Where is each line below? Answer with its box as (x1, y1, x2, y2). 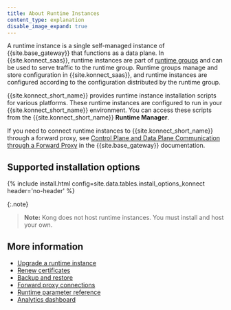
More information (7, 241, 84, 252)
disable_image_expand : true (7, 23, 88, 30)
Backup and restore (16, 274, 74, 282)
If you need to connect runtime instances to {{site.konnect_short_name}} (7, 126, 213, 135)
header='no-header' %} (7, 187, 76, 195)
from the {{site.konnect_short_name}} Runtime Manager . (7, 113, 170, 122)
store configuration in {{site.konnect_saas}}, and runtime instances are (7, 71, 208, 79)
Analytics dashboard (16, 296, 76, 303)
